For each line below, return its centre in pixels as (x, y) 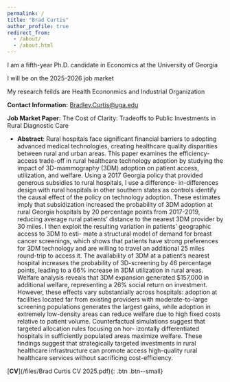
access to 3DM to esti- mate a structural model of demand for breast (114, 234)
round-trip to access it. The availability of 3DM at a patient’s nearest (113, 256)
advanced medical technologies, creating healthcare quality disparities (117, 146)
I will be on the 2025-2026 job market (61, 78)
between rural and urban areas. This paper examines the (97, 153)
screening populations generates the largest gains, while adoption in (114, 307)
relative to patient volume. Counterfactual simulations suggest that (111, 321)
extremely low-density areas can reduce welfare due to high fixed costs (119, 314)
